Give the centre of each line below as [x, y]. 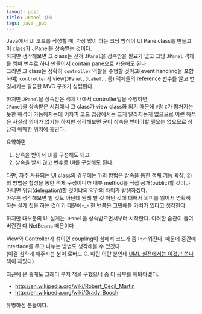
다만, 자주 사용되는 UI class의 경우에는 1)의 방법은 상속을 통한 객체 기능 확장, [96, 175]
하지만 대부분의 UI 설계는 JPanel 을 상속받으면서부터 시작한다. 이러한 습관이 [94, 219]
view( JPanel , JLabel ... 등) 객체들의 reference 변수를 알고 [121, 78]
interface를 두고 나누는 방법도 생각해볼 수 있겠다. [64, 246]
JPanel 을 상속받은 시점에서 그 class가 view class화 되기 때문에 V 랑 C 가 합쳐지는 [100, 107]
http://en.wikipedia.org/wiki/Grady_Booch [67, 293]
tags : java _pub [27, 23]
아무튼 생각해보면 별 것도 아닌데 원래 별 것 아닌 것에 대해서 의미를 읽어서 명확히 [99, 198]
